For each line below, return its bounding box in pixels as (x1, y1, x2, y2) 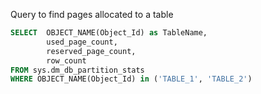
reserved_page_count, (46, 46, 137, 56)
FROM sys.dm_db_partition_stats (10, 65, 145, 75)
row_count (46, 55, 87, 66)
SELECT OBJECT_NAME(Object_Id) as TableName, (10, 28, 208, 38)
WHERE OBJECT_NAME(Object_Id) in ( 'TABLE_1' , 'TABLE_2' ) (10, 74, 253, 84)
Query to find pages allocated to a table (10, 9, 174, 20)
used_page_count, (46, 37, 118, 47)
